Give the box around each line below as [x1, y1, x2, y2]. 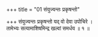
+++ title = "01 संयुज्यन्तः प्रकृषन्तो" [6, 6, 80, 13]
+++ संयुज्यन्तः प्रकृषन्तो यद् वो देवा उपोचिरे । [6, 18, 93, 25]
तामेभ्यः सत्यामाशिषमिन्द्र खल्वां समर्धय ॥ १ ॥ [6, 25, 90, 32]
